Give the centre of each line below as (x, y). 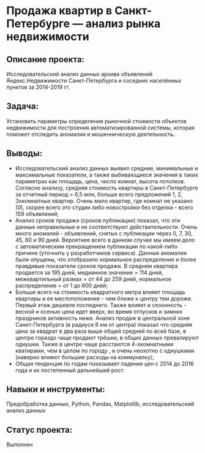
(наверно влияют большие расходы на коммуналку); (84, 357)
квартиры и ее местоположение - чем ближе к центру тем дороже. (104, 299)
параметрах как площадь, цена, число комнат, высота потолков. (100, 181)
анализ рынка (123, 24)
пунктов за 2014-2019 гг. (38, 87)
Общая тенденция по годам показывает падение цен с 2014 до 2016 (104, 364)
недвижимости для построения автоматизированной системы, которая (100, 128)
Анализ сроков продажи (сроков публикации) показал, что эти (98, 220)
